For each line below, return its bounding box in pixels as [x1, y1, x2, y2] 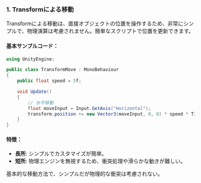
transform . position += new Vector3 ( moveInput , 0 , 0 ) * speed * [28, 111, 189, 117]
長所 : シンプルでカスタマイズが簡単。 [14, 150, 107, 157]
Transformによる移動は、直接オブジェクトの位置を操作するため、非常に [6, 20, 184, 28]
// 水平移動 [28, 100, 54, 106]
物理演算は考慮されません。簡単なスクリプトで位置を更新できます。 [26, 28, 194, 35]
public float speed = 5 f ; [17, 78, 82, 84]
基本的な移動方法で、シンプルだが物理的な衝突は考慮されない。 [6, 170, 163, 178]
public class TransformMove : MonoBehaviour [6, 67, 119, 73]
